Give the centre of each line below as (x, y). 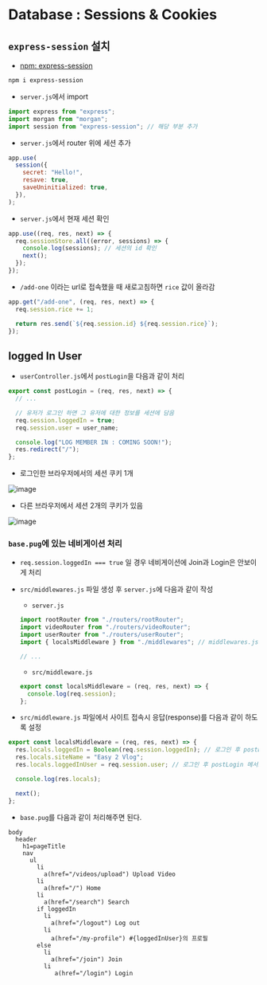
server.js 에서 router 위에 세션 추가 (75, 143)
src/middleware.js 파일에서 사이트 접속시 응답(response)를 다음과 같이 (132, 717)
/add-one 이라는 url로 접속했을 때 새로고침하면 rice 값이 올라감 (117, 286)
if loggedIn (57, 909)
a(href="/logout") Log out (95, 923)
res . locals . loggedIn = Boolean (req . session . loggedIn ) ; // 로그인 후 (128, 750)
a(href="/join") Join (87, 959)
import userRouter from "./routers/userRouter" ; (102, 635)
